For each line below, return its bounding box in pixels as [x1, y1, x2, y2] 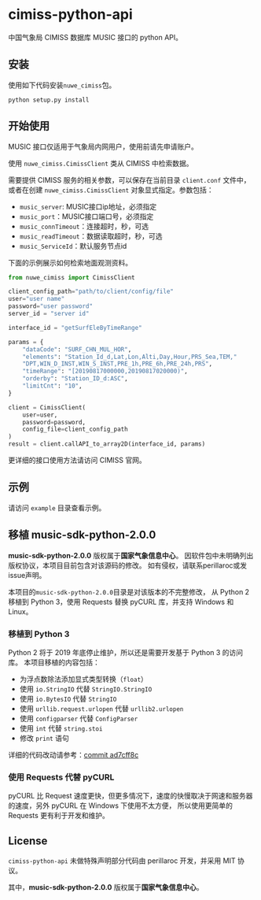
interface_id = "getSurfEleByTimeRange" [8, 324, 143, 331]
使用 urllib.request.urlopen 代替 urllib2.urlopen [19, 703, 184, 713]
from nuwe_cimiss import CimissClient [8, 273, 135, 281]
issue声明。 [8, 570, 46, 580]
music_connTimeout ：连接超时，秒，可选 [19, 221, 149, 231]
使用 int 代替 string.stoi [19, 723, 103, 733]
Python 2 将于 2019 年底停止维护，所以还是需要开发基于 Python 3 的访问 [8, 647, 244, 657]
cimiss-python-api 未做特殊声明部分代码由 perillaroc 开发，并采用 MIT [8, 856, 236, 865]
